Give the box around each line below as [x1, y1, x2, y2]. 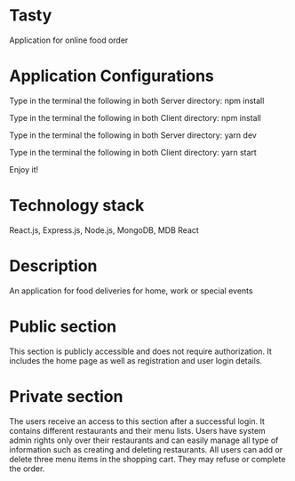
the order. [9, 463, 45, 474]
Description [9, 256, 98, 276]
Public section [9, 317, 117, 336]
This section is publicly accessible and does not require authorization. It [9, 346, 273, 357]
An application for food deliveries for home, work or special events [9, 285, 253, 296]
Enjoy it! [9, 164, 39, 174]
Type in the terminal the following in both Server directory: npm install [9, 95, 265, 106]
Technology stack [9, 196, 145, 216]
